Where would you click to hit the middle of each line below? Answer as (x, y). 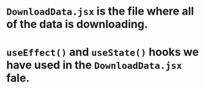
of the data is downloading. (77, 24)
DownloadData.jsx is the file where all (100, 11)
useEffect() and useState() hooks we (102, 52)
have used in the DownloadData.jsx (94, 65)
